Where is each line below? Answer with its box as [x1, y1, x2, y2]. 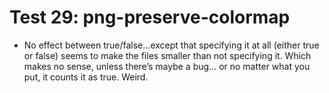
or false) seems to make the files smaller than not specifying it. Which [23, 49, 312, 61]
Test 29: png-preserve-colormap [9, 6, 291, 29]
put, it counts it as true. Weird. [23, 71, 149, 83]
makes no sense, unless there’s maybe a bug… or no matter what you [23, 60, 311, 72]
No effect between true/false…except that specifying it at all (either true [23, 39, 320, 51]
